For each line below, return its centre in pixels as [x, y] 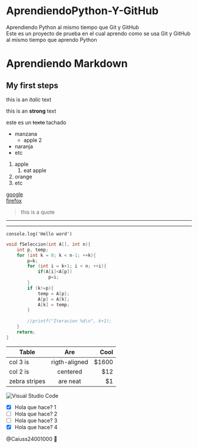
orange [23, 176]
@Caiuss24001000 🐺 [32, 439]
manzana [26, 133]
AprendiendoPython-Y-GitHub [82, 11]
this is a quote [37, 212]
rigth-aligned [70, 362]
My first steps [32, 85]
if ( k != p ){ [41, 288]
